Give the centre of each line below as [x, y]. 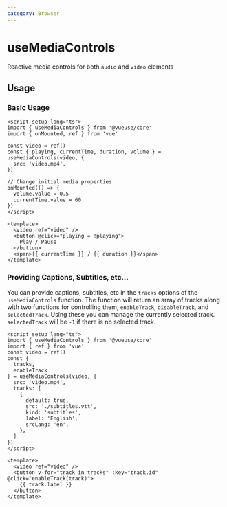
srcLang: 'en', [47, 424]
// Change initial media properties [60, 182]
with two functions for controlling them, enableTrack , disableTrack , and [108, 307]
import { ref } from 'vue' [46, 346]
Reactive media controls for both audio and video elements [90, 67]
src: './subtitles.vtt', [61, 406]
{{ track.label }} [46, 484]
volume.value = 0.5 [41, 194]
